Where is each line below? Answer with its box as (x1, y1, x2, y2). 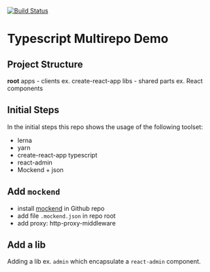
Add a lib (7, 239, 46, 251)
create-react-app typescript (17, 151, 98, 159)
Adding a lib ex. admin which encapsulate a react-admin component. (7, 257, 201, 266)
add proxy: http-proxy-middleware (17, 219, 116, 227)
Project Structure (7, 58, 83, 70)
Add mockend (7, 186, 60, 198)
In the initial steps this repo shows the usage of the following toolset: (7, 122, 203, 131)
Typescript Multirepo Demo (7, 31, 168, 46)
